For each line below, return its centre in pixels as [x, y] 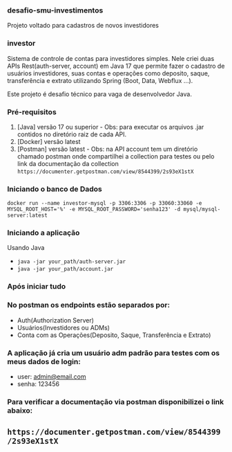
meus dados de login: [44, 361]
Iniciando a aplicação [43, 233]
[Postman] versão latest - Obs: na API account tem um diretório [107, 149]
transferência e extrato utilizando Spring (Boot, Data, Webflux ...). [100, 80]
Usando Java [26, 248]
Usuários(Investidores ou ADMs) [64, 327]
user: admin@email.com [51, 377]
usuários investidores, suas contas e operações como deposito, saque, [108, 73]
